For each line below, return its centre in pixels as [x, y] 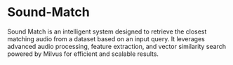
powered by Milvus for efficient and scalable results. [83, 54]
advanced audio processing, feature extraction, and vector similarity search [117, 46]
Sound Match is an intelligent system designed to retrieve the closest [107, 31]
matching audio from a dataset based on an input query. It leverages [106, 38]
